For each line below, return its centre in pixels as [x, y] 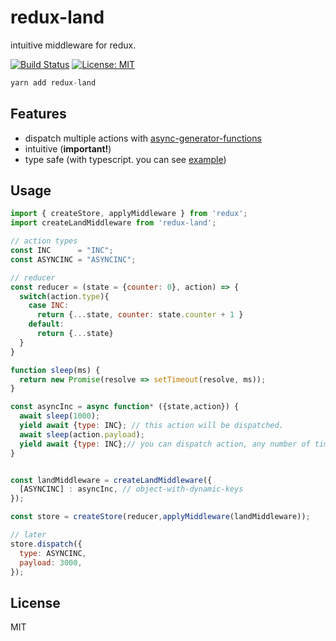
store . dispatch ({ [46, 544]
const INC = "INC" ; [62, 251]
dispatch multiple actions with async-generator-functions [143, 138]
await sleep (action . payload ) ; [82, 434]
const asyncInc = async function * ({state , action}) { [125, 407]
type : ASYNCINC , [53, 553]
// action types [44, 241]
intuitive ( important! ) [68, 148]
